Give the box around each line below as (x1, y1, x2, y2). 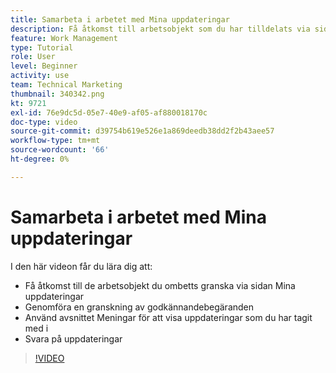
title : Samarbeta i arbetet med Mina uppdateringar (10, 14, 230, 25)
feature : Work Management (10, 33, 118, 43)
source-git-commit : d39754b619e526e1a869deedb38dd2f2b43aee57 (10, 126, 275, 136)
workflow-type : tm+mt (10, 136, 101, 146)
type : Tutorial (10, 42, 74, 53)
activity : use (10, 71, 70, 81)
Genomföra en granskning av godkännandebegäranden (24, 301, 255, 313)
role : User (10, 52, 56, 62)
